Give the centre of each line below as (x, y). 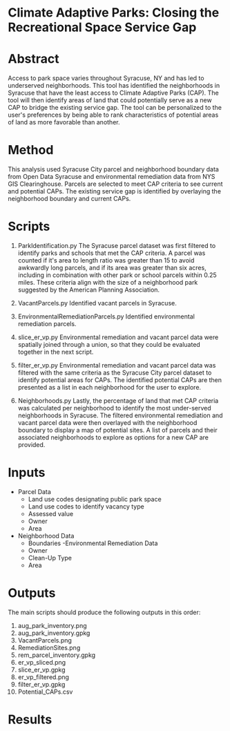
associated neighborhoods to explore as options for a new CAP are (113, 437)
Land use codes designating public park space (95, 499)
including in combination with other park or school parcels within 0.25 (117, 275)
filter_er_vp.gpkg (41, 684)
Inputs (27, 473)
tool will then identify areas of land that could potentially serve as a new (110, 100)
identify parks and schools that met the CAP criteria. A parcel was (112, 253)
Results (30, 720)
